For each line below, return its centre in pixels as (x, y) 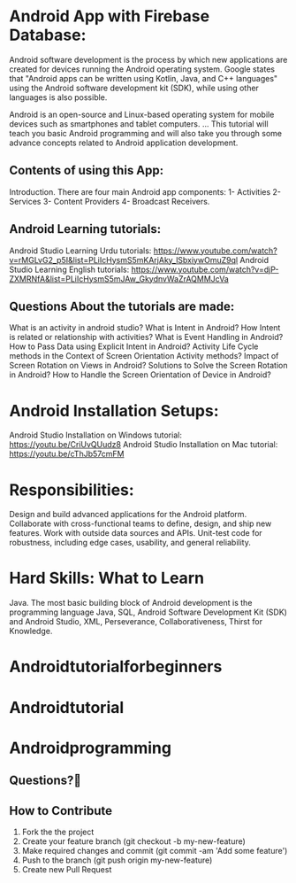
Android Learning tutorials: (85, 229)
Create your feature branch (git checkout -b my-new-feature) (133, 841)
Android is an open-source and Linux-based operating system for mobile (142, 114)
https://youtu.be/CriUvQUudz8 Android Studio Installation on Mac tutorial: (144, 445)
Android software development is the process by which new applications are (148, 59)
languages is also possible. (58, 97)
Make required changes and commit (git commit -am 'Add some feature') (155, 850)
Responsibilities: (72, 490)
